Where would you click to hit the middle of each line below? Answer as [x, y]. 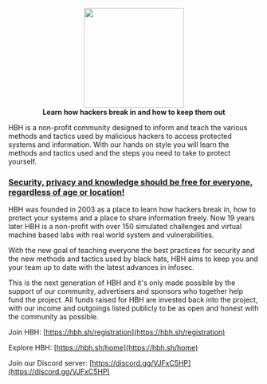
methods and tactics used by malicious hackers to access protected [120, 136]
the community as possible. [53, 317]
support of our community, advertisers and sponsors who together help [126, 291]
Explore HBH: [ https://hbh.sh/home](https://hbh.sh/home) [103, 348]
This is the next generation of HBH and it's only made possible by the [122, 283]
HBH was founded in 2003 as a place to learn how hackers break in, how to [132, 210]
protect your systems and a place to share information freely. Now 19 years [132, 218]
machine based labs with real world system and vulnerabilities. [111, 235]
